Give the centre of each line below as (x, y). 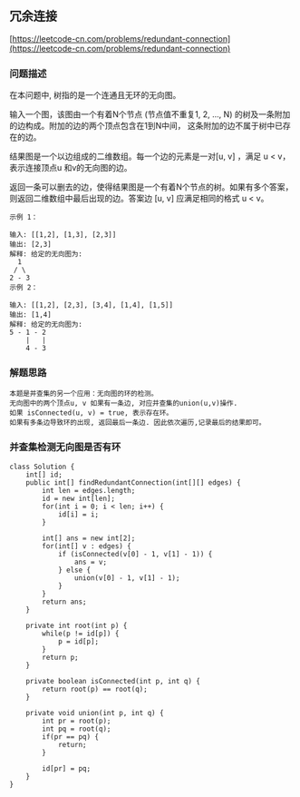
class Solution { (42, 467)
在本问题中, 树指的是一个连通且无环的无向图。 (95, 95)
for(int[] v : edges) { (87, 546)
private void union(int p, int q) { (95, 713)
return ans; (65, 602)
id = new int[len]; (79, 498)
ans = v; (90, 562)
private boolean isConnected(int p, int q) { (113, 681)
